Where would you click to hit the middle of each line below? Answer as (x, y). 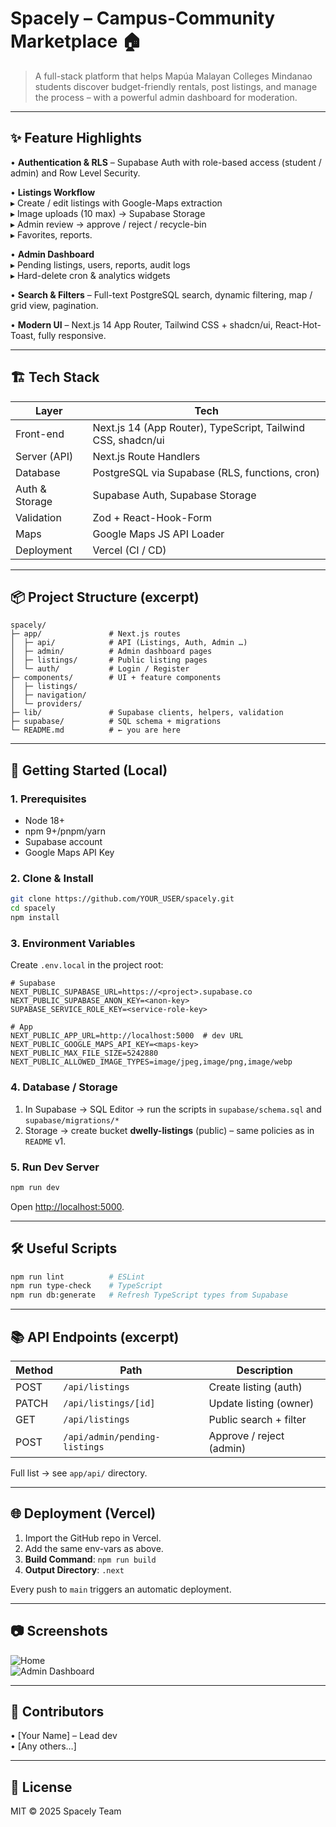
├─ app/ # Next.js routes (96, 634)
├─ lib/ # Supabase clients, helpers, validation (147, 713)
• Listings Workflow (53, 192)
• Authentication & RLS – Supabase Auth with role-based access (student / (166, 162)
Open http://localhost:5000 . (67, 1206)
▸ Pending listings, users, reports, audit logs (100, 264)
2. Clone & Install (52, 878)
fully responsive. (72, 335)
